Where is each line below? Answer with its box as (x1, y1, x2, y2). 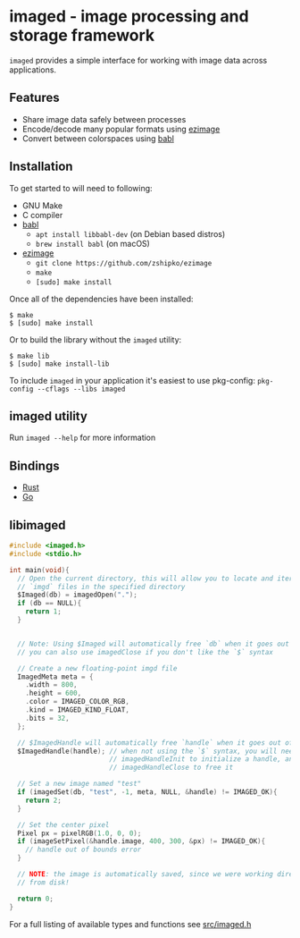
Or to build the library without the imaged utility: (9, 334, 182, 345)
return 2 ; (25, 796, 62, 805)
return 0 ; (17, 894, 54, 903)
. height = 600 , (25, 689, 82, 698)
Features (9, 90, 60, 106)
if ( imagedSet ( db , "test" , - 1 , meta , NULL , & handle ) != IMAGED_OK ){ (17, 788, 278, 797)
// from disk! (17, 878, 70, 887)
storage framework (9, 25, 155, 46)
